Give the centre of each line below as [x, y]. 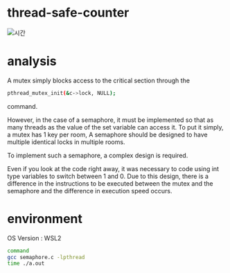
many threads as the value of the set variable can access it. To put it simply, [115, 127]
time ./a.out [26, 264]
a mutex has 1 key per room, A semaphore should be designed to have [107, 134]
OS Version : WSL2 [34, 238]
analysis [32, 61]
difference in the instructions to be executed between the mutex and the [110, 183]
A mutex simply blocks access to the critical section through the [99, 80]
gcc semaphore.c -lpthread [46, 257]
